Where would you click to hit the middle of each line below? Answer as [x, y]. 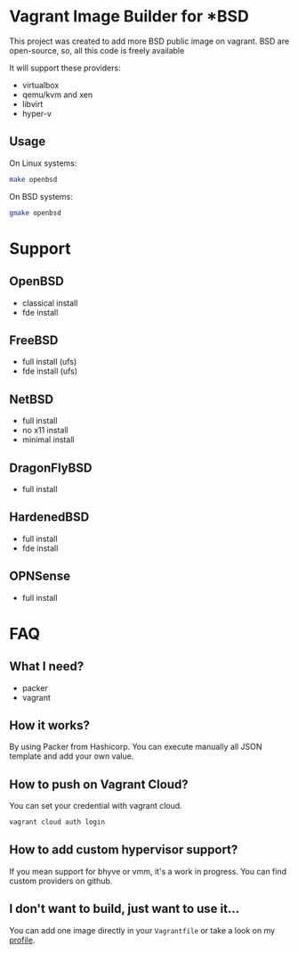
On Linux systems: [43, 163]
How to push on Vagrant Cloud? [99, 784]
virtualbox [40, 85]
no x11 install [45, 431]
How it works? [50, 725]
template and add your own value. [72, 756]
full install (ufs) [49, 362]
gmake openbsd [36, 213]
